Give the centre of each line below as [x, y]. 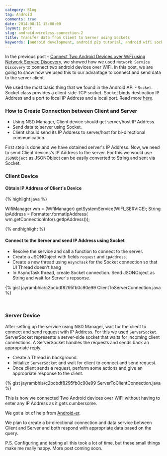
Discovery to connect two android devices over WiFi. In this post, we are [79, 67]
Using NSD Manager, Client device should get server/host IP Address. [84, 122]
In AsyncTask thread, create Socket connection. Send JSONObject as [83, 273]
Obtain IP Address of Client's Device [43, 188]
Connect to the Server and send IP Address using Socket [65, 240]
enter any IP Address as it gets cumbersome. [51, 403]
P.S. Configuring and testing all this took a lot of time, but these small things [83, 443]
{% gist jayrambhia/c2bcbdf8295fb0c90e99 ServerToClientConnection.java [83, 383]
